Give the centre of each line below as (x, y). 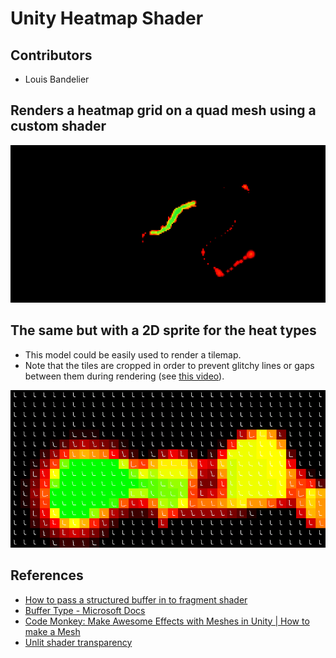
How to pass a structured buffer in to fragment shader (136, 599)
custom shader (58, 126)
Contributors (51, 55)
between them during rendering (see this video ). (124, 376)
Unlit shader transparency (78, 642)
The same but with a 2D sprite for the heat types (163, 330)
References (47, 575)
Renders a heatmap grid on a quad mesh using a (163, 110)
